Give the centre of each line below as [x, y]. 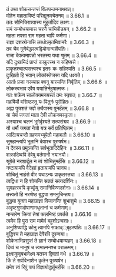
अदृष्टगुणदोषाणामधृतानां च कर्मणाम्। [39, 208]
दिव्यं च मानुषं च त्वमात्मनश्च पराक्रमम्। [42, 247]
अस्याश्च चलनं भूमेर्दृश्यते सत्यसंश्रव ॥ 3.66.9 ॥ [51, 121]
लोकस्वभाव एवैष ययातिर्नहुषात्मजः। [38, 89]
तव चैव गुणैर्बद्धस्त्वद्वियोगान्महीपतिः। [38, 49]
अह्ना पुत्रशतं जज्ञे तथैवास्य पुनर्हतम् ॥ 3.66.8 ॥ [50, 108]
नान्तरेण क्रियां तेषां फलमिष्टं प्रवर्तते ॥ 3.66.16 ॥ [52, 214]
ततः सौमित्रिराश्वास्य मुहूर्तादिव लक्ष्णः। [40, 22]
